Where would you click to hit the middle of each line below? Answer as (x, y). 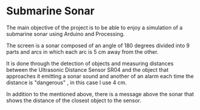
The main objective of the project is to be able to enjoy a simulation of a (94, 27)
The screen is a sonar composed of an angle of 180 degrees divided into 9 (98, 45)
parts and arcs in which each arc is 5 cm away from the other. (82, 51)
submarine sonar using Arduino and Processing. (66, 33)
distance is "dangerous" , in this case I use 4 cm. (66, 82)
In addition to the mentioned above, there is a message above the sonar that (100, 94)
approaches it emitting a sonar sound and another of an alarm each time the (100, 76)
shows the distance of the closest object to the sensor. (74, 100)
